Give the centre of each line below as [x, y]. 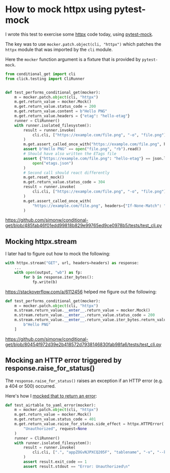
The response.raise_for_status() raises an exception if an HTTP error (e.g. [84, 381]
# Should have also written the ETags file [70, 154]
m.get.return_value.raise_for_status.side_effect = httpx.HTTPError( [89, 424]
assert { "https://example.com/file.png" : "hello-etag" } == [87, 159]
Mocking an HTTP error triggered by [63, 360]
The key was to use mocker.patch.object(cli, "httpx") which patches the [83, 44]
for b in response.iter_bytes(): [59, 277]
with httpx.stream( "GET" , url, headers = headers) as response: [72, 263]
